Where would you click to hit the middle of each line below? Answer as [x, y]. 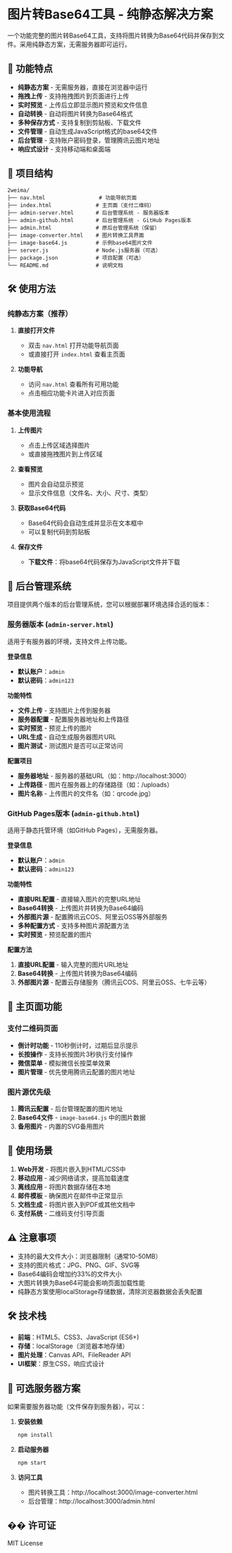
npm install [35, 1435]
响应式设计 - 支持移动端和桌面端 [64, 149]
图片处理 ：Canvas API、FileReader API [74, 1355]
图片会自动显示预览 [56, 484]
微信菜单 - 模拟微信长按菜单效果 [64, 1063]
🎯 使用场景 [30, 1151]
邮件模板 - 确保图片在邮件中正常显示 [70, 1195]
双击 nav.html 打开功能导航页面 [73, 345]
